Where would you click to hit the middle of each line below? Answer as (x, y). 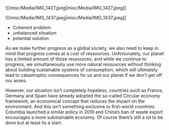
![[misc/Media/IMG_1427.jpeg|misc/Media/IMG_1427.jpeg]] (66, 8)
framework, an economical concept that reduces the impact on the (75, 101)
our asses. (16, 80)
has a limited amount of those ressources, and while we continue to (76, 59)
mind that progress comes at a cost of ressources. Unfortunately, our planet (84, 54)
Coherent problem (32, 27)
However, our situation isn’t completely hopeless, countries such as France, (84, 90)
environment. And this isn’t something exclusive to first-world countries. (80, 106)
